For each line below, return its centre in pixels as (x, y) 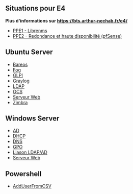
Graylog (21, 81)
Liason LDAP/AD (30, 152)
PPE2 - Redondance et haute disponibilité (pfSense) (67, 36)
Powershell (23, 174)
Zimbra (20, 102)
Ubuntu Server (29, 52)
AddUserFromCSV (32, 186)
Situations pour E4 (35, 8)
